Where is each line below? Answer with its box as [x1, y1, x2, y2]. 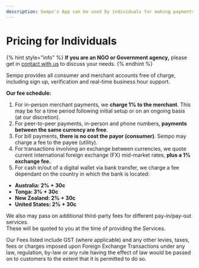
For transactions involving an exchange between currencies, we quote [14, 145, 187, 152]
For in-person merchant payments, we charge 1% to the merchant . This [14, 101, 191, 108]
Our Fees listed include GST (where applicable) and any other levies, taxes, [6, 236, 190, 243]
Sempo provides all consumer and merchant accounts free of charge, [6, 72, 176, 79]
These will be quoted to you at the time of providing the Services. [6, 225, 166, 232]
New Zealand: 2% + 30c [14, 194, 76, 202]
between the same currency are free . [14, 126, 108, 133]
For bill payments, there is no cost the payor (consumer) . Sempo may [14, 132, 187, 139]
